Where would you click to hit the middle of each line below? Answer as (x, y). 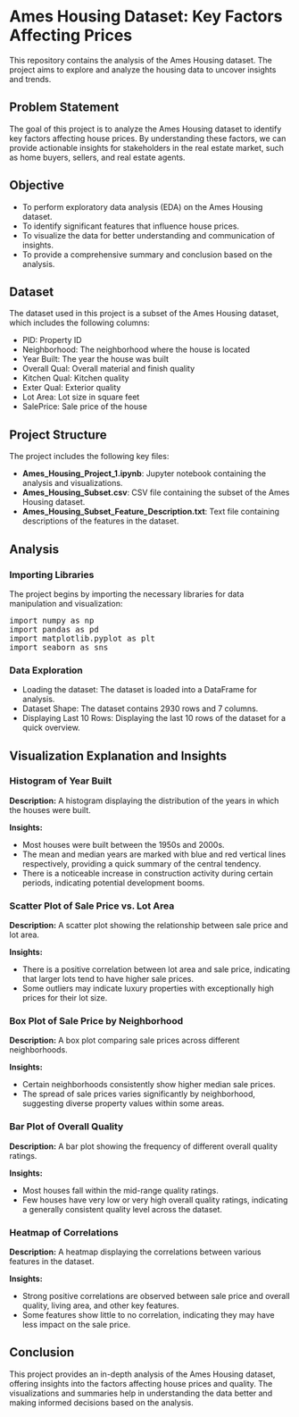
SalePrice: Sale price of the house (84, 407)
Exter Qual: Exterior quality (71, 388)
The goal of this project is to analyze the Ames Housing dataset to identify (145, 129)
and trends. (30, 79)
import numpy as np (52, 620)
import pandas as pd (54, 629)
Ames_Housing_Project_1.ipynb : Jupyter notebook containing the (144, 474)
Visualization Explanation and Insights (118, 755)
